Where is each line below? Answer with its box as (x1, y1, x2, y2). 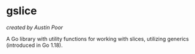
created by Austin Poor (6, 24, 63, 31)
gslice (6, 4, 37, 18)
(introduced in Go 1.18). (6, 42, 63, 49)
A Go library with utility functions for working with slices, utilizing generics (6, 35, 190, 42)
